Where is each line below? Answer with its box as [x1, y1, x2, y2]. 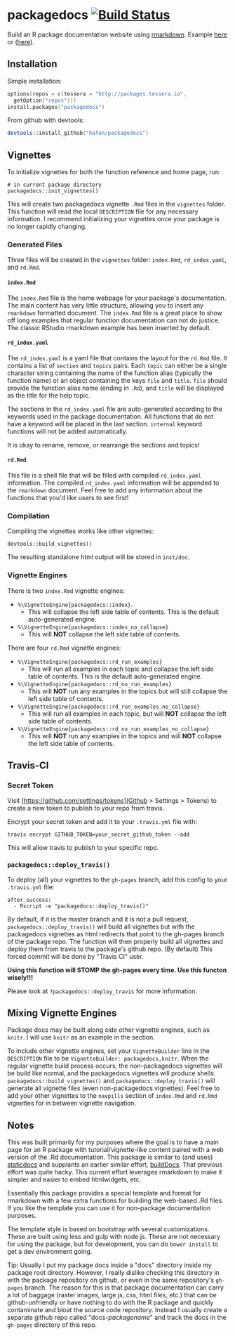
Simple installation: [7, 77, 62, 85]
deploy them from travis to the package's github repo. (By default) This [7, 945, 213, 953]
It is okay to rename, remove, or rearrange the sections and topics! [7, 440, 200, 449]
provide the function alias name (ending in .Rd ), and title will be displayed [7, 384, 224, 392]
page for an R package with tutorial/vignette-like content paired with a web [7, 1146, 224, 1154]
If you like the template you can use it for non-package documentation [7, 1204, 211, 1212]
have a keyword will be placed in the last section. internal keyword [7, 419, 202, 428]
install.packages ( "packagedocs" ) [7, 103, 105, 110]
